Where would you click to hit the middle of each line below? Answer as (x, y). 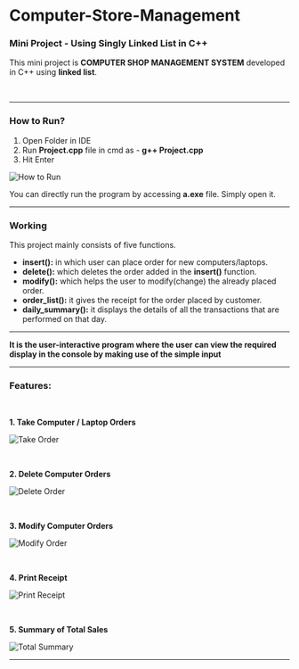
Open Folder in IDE (57, 140)
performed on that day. (64, 319)
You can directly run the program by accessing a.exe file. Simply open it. (142, 194)
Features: (30, 386)
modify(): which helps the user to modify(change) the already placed (149, 281)
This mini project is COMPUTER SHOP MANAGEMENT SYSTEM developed (147, 62)
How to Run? (37, 121)
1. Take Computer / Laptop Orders (73, 422)
